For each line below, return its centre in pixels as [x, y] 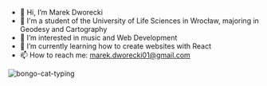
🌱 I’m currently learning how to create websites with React [115, 46]
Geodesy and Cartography [63, 29]
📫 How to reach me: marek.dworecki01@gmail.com [105, 55]
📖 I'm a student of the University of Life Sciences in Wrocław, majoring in [139, 21]
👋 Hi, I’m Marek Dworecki [61, 12]
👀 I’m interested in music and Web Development [98, 37]
